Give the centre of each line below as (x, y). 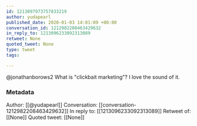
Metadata (20, 92)
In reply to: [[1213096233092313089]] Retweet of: (130, 111)
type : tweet (21, 50)
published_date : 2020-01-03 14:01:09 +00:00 (61, 22)
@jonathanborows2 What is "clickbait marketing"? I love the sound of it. (93, 77)
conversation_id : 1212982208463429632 (54, 28)
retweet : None (24, 39)
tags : (13, 55)
